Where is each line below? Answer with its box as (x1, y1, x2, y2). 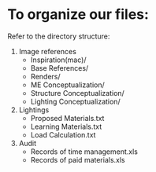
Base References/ (30, 63, 89, 72)
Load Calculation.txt (30, 130, 96, 139)
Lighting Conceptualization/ (30, 97, 121, 106)
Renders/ (30, 71, 61, 81)
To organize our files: (7, 5, 149, 24)
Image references (18, 46, 76, 56)
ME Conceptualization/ (30, 80, 105, 90)
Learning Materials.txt (30, 122, 102, 131)
